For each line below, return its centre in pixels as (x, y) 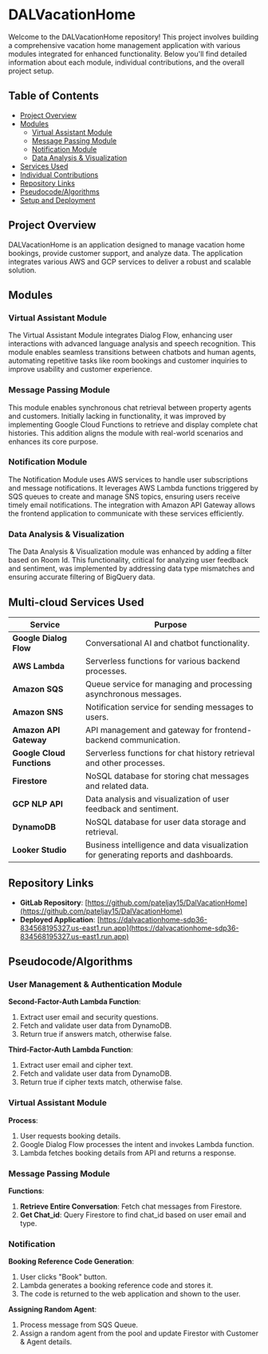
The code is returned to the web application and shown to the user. (130, 1294)
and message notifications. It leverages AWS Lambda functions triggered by (134, 488)
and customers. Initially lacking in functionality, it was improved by (117, 416)
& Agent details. (46, 1342)
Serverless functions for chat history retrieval (170, 753)
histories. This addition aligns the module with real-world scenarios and (126, 432)
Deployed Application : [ (60, 919)
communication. (150, 739)
